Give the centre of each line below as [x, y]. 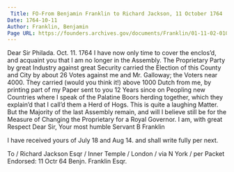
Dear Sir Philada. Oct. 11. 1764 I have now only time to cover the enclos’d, [112, 53]
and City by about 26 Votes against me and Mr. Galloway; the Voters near [112, 75]
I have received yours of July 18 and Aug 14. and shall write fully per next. [113, 141]
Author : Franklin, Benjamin [48, 26]
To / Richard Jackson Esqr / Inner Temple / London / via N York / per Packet [116, 154]
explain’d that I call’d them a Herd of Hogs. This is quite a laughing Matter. [113, 104]
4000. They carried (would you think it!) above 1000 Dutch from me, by [109, 83]
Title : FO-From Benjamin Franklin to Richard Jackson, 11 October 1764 [116, 14]
